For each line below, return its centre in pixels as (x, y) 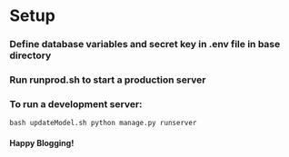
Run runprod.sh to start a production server (108, 80)
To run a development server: (76, 103)
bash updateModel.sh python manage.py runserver (103, 123)
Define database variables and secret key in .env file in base (145, 44)
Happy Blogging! (42, 142)
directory (30, 55)
